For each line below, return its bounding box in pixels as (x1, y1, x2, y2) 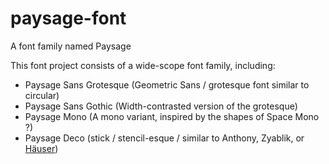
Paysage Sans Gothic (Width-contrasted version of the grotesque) (24, 100, 298, 112)
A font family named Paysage (10, 40, 132, 52)
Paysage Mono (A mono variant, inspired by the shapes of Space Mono (24, 110, 320, 122)
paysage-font (10, 7, 127, 30)
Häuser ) (24, 142, 59, 154)
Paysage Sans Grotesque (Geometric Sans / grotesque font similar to (24, 78, 310, 91)
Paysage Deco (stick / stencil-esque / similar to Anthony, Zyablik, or (24, 132, 305, 144)
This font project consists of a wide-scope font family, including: (10, 59, 276, 71)
